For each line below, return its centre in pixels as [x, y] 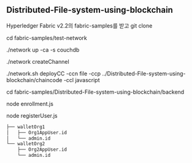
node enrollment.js [30, 104]
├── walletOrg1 [26, 127]
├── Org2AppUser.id [42, 150]
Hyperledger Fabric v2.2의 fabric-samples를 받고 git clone [79, 25]
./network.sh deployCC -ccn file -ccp [54, 74]
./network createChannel [38, 61]
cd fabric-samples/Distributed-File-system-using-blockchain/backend [95, 92]
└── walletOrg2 [26, 144]
